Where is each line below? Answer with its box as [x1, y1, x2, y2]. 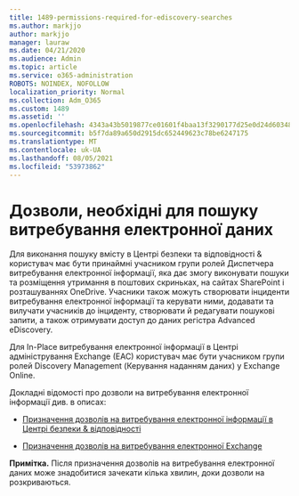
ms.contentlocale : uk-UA [9, 145, 101, 154]
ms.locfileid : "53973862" [9, 162, 105, 171]
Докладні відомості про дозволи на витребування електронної [9, 387, 249, 398]
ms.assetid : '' [9, 112, 66, 121]
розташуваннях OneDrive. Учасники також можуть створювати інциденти [9, 287, 290, 297]
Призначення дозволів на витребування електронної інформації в [21, 414, 274, 425]
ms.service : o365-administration [9, 71, 133, 80]
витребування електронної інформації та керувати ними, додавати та [9, 296, 274, 307]
